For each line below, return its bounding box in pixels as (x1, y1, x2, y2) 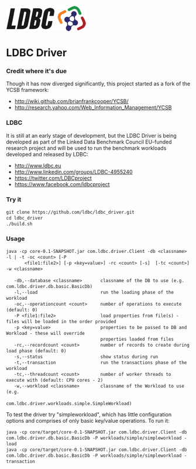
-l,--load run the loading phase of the (13, 290, 174, 296)
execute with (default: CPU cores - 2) (6, 378, 104, 384)
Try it (6, 195, 22, 203)
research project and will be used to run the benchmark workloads (6, 144, 167, 152)
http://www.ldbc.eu (14, 162, 61, 169)
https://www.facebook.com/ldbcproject (14, 180, 110, 187)
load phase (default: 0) (6, 348, 67, 354)
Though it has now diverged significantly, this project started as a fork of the (6, 80, 191, 87)
